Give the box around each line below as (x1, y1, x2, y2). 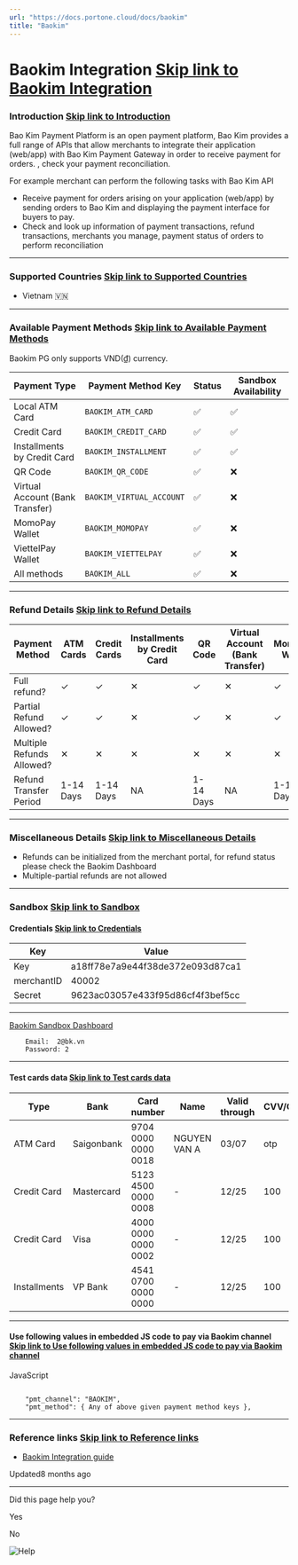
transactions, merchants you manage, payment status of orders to (21, 230, 264, 240)
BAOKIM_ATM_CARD (84, 406, 153, 417)
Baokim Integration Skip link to (9, 59, 239, 80)
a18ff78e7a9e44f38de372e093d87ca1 (70, 960, 242, 972)
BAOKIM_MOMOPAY (84, 523, 149, 533)
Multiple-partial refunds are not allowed (21, 870, 167, 881)
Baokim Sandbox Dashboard (9, 1020, 114, 1031)
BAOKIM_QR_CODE (84, 467, 149, 476)
